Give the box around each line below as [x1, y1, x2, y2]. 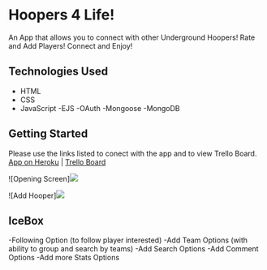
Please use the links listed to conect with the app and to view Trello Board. [8, 148, 257, 158]
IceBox [8, 213, 45, 228]
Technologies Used [8, 65, 108, 79]
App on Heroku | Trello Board [8, 156, 106, 167]
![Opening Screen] [8, 174, 71, 183]
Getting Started [8, 127, 88, 141]
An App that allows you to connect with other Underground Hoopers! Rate [8, 32, 256, 42]
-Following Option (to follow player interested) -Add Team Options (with [8, 235, 248, 245]
